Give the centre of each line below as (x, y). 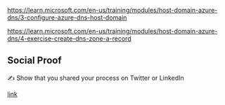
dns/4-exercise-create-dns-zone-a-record (69, 38)
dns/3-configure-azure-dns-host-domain (67, 17)
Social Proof (34, 61)
